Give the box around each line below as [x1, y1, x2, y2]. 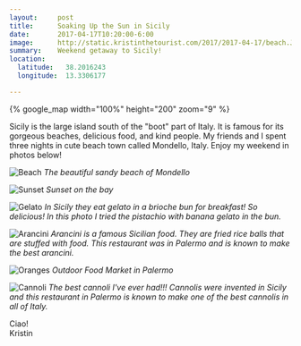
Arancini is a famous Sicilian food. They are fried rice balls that [50, 228, 285, 239]
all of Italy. [9, 300, 48, 311]
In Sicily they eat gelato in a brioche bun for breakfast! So [44, 201, 258, 212]
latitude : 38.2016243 [17, 63, 106, 72]
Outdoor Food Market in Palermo [52, 265, 174, 275]
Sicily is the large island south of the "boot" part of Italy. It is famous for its [9, 121, 284, 131]
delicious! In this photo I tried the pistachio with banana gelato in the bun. [9, 211, 282, 222]
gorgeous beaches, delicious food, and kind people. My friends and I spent [9, 131, 287, 141]
